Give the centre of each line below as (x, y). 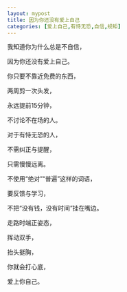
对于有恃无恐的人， (34, 135)
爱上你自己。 (25, 282)
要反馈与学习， (28, 193)
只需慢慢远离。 (28, 164)
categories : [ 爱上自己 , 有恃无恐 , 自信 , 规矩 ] (64, 26)
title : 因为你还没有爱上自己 (44, 20)
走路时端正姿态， (31, 223)
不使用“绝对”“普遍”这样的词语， (51, 179)
